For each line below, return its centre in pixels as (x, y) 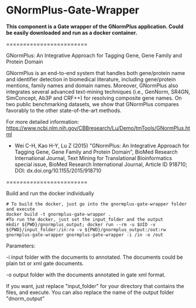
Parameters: (21, 246)
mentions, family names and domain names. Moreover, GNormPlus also (92, 85)
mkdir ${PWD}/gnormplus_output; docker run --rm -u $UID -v (81, 224)
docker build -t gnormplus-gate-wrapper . (59, 214)
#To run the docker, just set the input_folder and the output (85, 219)
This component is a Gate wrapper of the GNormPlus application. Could (95, 26)
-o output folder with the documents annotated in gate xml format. (86, 275)
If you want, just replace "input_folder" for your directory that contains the (95, 286)
